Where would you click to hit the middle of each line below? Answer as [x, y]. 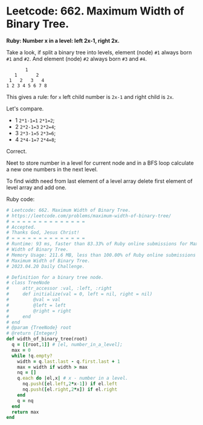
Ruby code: [21, 199]
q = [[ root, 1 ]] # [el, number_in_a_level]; [67, 345]
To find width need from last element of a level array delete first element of [99, 181]
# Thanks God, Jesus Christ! [43, 233]
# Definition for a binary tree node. [55, 277]
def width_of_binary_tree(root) [47, 339]
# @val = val [34, 300]
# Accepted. [21, 227]
